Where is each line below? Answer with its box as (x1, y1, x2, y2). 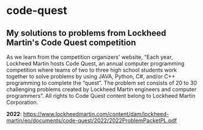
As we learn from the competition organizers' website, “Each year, (6, 53, 173, 61)
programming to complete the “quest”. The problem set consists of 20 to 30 (6, 80, 197, 86)
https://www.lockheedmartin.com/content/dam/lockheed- (23, 111, 169, 117)
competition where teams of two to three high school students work (6, 66, 177, 74)
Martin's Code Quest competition (6, 37, 136, 47)
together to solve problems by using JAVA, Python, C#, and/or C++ (6, 73, 175, 80)
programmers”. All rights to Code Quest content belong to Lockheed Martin (6, 92, 196, 99)
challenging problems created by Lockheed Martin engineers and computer (6, 86, 197, 93)
